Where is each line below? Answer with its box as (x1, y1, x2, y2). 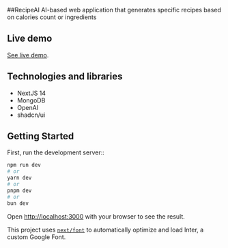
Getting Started (7, 130, 74, 142)
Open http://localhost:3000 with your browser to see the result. (7, 212, 186, 221)
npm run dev (7, 162, 41, 169)
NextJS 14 (16, 89, 46, 97)
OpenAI (16, 103, 39, 111)
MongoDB (16, 96, 46, 105)
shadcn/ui (16, 111, 46, 119)
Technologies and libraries (7, 71, 123, 83)
